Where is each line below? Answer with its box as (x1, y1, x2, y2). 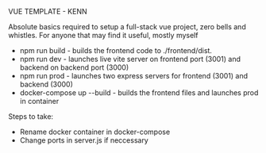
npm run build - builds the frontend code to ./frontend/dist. (19, 46, 213, 55)
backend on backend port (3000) (19, 63, 129, 72)
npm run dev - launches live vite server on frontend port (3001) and (19, 55, 241, 63)
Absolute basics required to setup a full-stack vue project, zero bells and (8, 22, 246, 31)
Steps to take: (8, 112, 54, 121)
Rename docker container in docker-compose (19, 127, 171, 136)
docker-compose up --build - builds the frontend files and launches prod (19, 88, 259, 98)
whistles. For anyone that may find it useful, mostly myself (8, 31, 199, 40)
